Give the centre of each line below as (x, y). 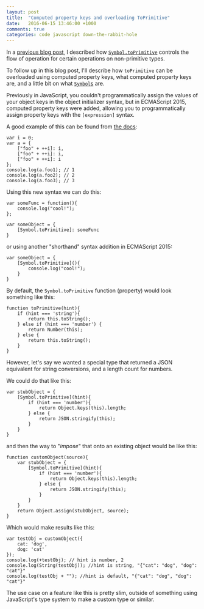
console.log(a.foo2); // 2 (40, 175)
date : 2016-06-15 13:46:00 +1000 (51, 23)
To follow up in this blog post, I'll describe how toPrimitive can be (90, 70)
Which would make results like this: (51, 528)
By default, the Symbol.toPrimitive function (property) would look (89, 290)
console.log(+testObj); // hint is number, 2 (65, 560)
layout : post (23, 12)
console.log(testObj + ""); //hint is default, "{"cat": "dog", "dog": (99, 576)
